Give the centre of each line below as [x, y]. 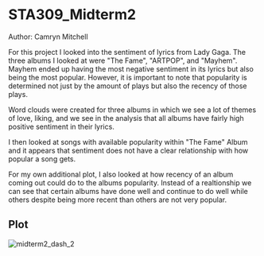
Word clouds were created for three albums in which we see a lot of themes [132, 110]
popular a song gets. [42, 159]
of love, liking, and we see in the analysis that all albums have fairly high [126, 118]
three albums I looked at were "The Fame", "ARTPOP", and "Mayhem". [123, 60]
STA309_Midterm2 [72, 15]
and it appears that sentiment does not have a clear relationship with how [128, 150]
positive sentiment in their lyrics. [62, 126]
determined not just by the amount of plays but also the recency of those [128, 86]
